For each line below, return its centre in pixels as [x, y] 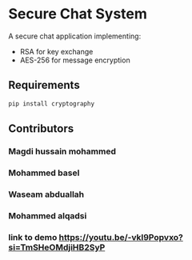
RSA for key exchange [56, 51]
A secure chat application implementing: [75, 36]
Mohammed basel [44, 173]
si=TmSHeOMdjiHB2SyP [57, 247]
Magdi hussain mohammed [62, 151]
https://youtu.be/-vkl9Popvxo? [121, 237]
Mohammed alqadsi [48, 215]
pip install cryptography [51, 104]
